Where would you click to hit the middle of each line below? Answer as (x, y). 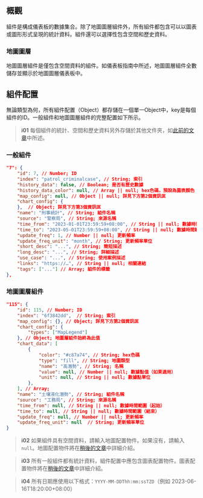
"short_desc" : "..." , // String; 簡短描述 (69, 247)
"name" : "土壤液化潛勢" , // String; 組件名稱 (71, 395)
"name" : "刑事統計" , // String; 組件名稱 (66, 213)
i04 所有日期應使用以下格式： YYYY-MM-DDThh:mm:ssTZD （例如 (95, 481)
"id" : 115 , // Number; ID (50, 310)
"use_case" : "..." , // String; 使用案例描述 (71, 258)
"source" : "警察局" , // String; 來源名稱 (67, 219)
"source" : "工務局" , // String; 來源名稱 (67, 400)
